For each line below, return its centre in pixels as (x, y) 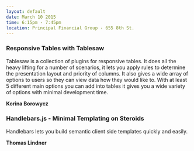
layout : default (26, 11)
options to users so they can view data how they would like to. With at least (97, 80)
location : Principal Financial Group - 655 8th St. (70, 28)
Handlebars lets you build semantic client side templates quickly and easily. (97, 131)
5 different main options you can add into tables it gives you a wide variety (96, 86)
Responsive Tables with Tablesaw (55, 49)
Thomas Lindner (26, 143)
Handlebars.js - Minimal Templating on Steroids (75, 119)
